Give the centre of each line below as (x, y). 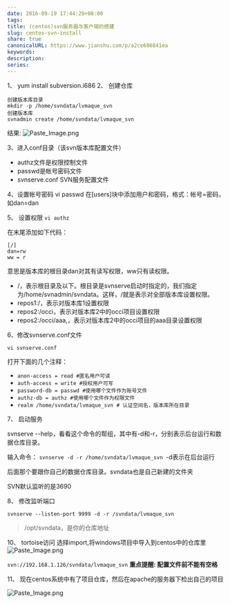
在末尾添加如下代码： (37, 232)
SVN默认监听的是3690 (39, 486)
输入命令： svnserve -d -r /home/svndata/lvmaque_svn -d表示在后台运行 (111, 457)
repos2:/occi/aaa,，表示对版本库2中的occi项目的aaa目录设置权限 (109, 320)
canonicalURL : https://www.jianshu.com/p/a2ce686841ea (88, 46)
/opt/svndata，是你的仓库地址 (66, 527)
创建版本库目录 (25, 100)
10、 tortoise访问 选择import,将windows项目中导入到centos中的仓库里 (107, 542)
